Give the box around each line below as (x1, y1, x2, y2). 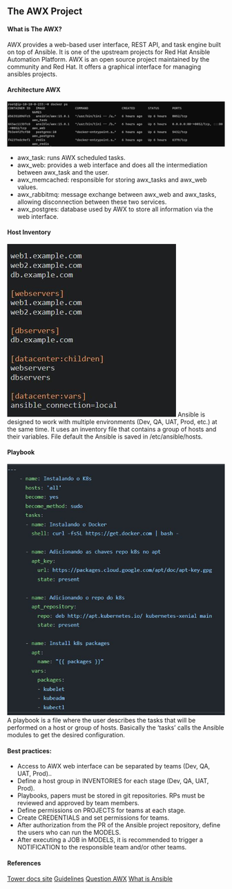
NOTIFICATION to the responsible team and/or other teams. (17, 843, 187, 852)
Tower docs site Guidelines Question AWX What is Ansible (7, 874, 173, 883)
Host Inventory (7, 228, 51, 236)
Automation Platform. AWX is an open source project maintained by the (7, 55, 210, 63)
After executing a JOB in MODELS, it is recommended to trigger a (17, 836, 204, 844)
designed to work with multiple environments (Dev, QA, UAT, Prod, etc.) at (7, 417, 217, 425)
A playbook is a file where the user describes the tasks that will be (7, 716, 196, 725)
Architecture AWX (7, 86, 61, 94)
